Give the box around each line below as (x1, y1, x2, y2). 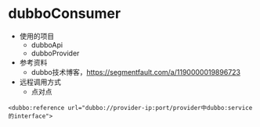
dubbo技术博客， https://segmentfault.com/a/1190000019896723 (31, 67, 241, 76)
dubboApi (31, 40, 63, 49)
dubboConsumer (8, 5, 121, 23)
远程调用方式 (19, 77, 61, 86)
